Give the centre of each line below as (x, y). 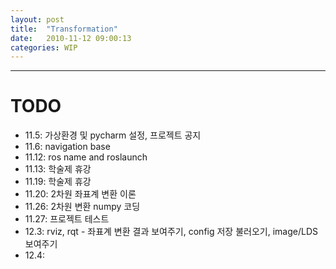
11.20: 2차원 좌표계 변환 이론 (80, 194)
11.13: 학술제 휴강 (58, 169)
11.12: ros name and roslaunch (86, 157)
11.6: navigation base (67, 147)
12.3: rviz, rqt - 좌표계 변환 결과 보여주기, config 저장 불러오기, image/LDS (171, 232)
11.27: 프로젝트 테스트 (67, 219)
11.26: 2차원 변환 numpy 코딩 (82, 207)
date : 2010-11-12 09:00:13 (71, 38)
